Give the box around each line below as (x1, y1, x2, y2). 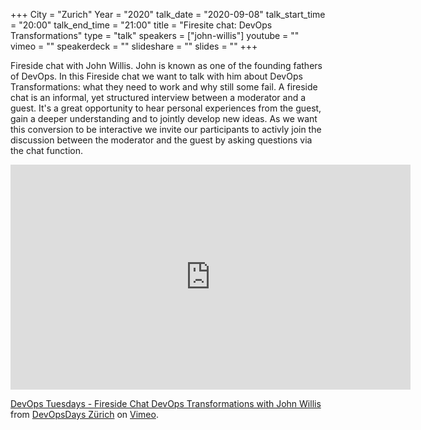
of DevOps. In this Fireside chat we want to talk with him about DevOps (10, 70, 303, 82)
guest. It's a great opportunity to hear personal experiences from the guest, (10, 102, 322, 114)
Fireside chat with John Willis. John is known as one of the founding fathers (10, 60, 323, 71)
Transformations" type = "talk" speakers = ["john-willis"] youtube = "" (10, 30, 300, 41)
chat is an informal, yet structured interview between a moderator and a (10, 92, 307, 103)
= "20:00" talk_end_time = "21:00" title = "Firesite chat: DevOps (10, 19, 273, 31)
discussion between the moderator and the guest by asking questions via (10, 134, 313, 146)
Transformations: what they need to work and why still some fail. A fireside (10, 81, 318, 93)
